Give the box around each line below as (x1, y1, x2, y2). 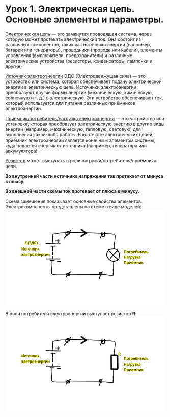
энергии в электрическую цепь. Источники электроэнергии (5, 84, 136, 90)
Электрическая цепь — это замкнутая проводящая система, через (5, 31, 152, 37)
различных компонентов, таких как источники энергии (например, (5, 41, 151, 47)
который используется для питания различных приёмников (5, 100, 136, 106)
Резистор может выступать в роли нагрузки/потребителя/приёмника (5, 157, 157, 163)
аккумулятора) (5, 148, 38, 154)
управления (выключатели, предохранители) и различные (5, 52, 133, 59)
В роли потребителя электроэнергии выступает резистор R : (5, 311, 137, 317)
